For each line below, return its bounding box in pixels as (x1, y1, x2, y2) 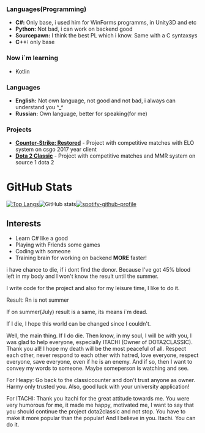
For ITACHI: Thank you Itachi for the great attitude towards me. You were (6, 394, 190, 402)
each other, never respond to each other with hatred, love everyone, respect (6, 351, 199, 359)
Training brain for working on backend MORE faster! (15, 254, 147, 261)
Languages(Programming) (6, 5, 87, 13)
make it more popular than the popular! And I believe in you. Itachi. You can (6, 414, 196, 421)
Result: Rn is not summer (6, 296, 69, 304)
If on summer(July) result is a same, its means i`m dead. (6, 308, 148, 315)
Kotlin (15, 67, 30, 75)
